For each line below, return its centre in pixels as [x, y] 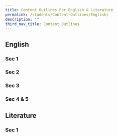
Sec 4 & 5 [17, 99]
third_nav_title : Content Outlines [42, 24]
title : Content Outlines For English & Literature [59, 10]
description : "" [22, 19]
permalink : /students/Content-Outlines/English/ [57, 15]
